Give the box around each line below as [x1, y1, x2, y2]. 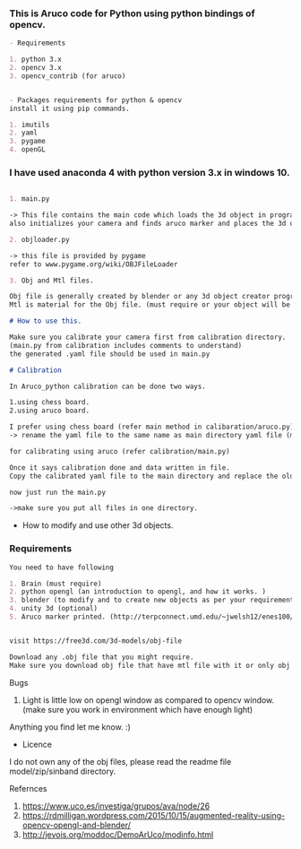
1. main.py [9, 195, 50, 204]
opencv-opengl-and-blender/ [21, 819, 132, 830]
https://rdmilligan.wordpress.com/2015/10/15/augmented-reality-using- [21, 810, 286, 820]
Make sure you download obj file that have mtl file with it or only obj [9, 661, 291, 670]
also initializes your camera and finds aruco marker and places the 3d [9, 219, 287, 229]
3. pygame [9, 137, 47, 146]
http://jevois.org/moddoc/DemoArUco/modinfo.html [21, 828, 214, 840]
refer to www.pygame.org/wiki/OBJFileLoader [9, 259, 178, 269]
